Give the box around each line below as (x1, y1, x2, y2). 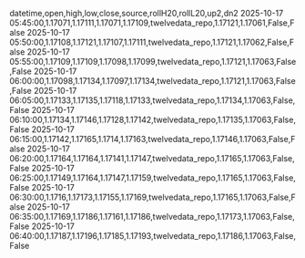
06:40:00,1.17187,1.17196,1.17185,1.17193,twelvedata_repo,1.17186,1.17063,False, (9, 231, 296, 241)
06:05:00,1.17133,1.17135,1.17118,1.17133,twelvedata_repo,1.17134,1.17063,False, (9, 95, 296, 106)
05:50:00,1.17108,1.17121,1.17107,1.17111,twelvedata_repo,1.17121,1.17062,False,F (9, 36, 294, 47)
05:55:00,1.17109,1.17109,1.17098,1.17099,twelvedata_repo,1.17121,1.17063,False (9, 57, 297, 67)
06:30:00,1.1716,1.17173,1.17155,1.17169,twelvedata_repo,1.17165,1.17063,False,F (9, 191, 296, 202)
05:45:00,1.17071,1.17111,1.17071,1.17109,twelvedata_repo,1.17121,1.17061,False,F (9, 17, 295, 28)
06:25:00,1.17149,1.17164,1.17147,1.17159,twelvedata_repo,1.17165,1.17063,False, (9, 172, 296, 183)
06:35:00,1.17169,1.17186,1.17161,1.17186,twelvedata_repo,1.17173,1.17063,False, (9, 212, 295, 222)
